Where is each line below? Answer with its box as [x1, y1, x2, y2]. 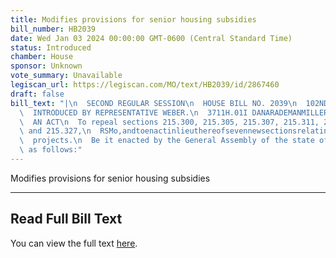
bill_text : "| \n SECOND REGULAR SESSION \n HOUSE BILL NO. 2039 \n [10, 98, 298, 108]
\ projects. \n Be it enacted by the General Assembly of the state [19, 136, 315, 146]
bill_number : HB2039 [10, 24, 97, 34]
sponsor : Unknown [10, 61, 83, 71]
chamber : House [10, 52, 74, 62]
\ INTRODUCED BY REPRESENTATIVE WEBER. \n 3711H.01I [19, 107, 248, 118]
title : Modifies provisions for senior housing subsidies [10, 14, 257, 25]
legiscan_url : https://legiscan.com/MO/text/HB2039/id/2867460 [10, 80, 280, 90]
